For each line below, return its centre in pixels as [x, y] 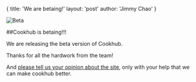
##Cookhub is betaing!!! [36, 32]
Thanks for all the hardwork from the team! [60, 55]
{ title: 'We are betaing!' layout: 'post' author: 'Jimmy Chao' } [81, 9]
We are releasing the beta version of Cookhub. [65, 44]
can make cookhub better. [39, 74]
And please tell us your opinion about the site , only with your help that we [98, 67]
